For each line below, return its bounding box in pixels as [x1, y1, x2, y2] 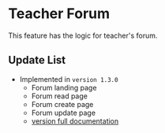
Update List [8, 54, 66, 67]
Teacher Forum [8, 5, 111, 23]
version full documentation [31, 116, 119, 126]
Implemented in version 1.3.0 [19, 74, 118, 83]
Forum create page [31, 99, 94, 109]
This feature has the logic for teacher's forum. [8, 31, 158, 40]
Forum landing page [31, 83, 97, 92]
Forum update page [31, 108, 96, 117]
